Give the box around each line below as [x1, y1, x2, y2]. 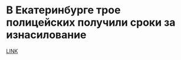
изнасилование [6, 29, 87, 41]
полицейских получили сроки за [6, 16, 176, 29]
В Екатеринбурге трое [6, 3, 121, 17]
